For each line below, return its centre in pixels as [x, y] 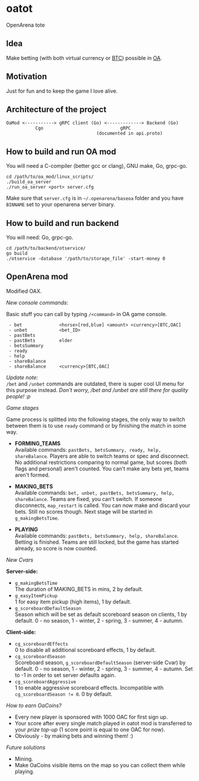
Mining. [24, 758]
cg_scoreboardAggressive [45, 682]
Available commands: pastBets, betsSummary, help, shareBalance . [97, 535]
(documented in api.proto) [129, 133]
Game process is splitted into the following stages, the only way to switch [96, 419]
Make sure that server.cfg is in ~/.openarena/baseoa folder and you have [95, 198]
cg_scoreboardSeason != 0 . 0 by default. [63, 694]
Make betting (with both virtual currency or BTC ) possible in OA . [84, 58]
